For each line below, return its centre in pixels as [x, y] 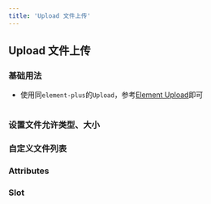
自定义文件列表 [38, 149]
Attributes [29, 171]
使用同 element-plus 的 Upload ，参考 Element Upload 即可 [112, 95]
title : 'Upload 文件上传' [50, 16]
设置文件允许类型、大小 [54, 125]
